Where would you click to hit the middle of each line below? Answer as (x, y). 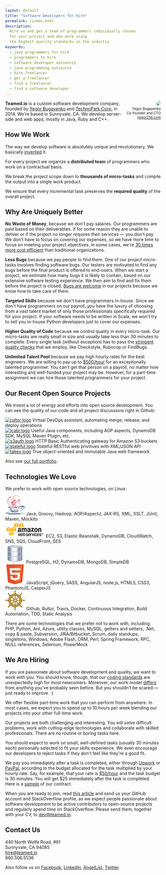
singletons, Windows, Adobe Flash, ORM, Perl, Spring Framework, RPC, (78, 639)
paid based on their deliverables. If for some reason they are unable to (77, 229)
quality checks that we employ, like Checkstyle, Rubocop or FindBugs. (77, 347)
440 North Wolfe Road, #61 (33, 842)
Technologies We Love (41, 477)
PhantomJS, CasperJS (28, 588)
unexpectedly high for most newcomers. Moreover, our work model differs (81, 682)
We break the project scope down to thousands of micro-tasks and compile (83, 176)
